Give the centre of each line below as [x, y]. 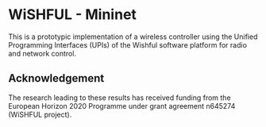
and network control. [42, 53]
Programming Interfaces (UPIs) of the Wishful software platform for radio [128, 44]
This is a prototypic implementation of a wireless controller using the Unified [133, 37]
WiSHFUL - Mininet [73, 15]
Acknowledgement [56, 78]
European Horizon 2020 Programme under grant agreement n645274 [122, 106]
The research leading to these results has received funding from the [120, 98]
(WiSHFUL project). [40, 114]
